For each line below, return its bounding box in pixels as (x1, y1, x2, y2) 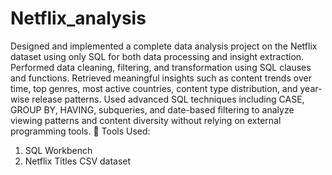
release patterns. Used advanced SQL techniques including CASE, (31, 93, 305, 105)
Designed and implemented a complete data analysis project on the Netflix (10, 40, 318, 52)
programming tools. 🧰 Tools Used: (10, 125, 151, 137)
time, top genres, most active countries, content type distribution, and (10, 82, 298, 94)
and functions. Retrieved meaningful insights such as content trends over (10, 72, 312, 84)
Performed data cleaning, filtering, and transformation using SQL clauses (10, 61, 312, 73)
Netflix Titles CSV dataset (24, 155, 132, 167)
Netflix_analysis (10, 7, 147, 30)
